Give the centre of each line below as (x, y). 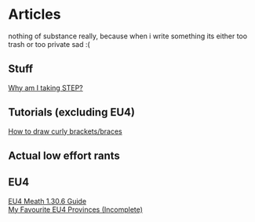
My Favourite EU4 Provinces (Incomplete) (76, 209)
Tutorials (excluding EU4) (72, 112)
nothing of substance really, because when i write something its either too (128, 36)
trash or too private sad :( (49, 44)
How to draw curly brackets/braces (66, 131)
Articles (35, 14)
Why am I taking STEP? (46, 88)
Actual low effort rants (64, 155)
